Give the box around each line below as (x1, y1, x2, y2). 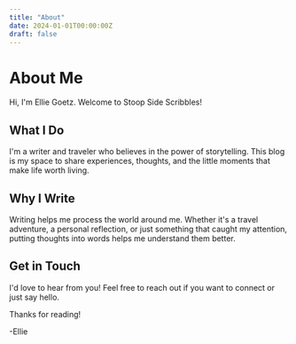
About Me (9, 67, 83, 88)
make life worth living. (9, 165, 90, 176)
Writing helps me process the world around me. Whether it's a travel (9, 214, 259, 224)
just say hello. (9, 292, 60, 302)
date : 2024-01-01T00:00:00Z (9, 21, 113, 30)
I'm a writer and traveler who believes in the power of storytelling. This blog (9, 146, 285, 157)
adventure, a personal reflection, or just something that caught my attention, (9, 223, 288, 234)
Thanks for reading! (9, 309, 82, 319)
